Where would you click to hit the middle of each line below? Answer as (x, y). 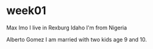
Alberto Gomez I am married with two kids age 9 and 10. (77, 39)
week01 (26, 11)
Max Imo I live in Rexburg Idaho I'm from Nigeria (67, 28)
